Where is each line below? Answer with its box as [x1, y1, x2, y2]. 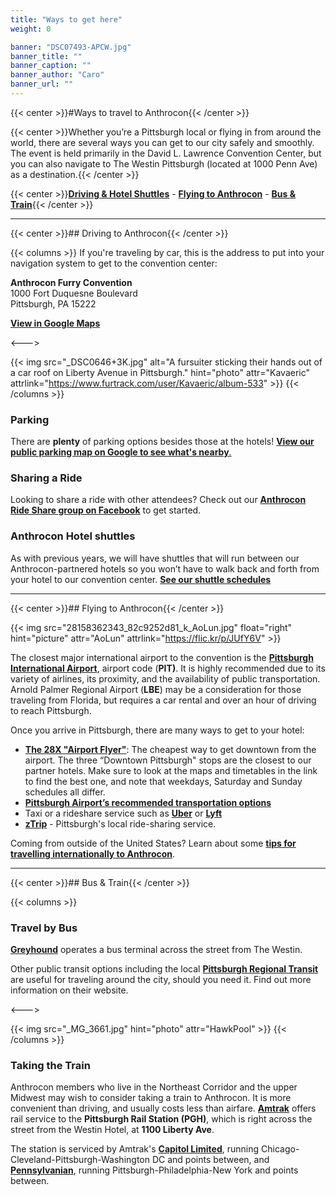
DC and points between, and [151, 1154, 270, 1166]
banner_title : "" [10, 51, 83, 61]
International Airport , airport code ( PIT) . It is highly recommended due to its [10, 662, 326, 674]
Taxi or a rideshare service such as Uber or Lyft [24, 807, 223, 819]
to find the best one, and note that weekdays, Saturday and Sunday [24, 775, 303, 787]
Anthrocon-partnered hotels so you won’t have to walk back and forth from [10, 562, 320, 575]
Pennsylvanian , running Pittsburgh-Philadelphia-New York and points [10, 1164, 299, 1176]
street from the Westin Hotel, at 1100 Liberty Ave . [10, 1124, 215, 1136]
